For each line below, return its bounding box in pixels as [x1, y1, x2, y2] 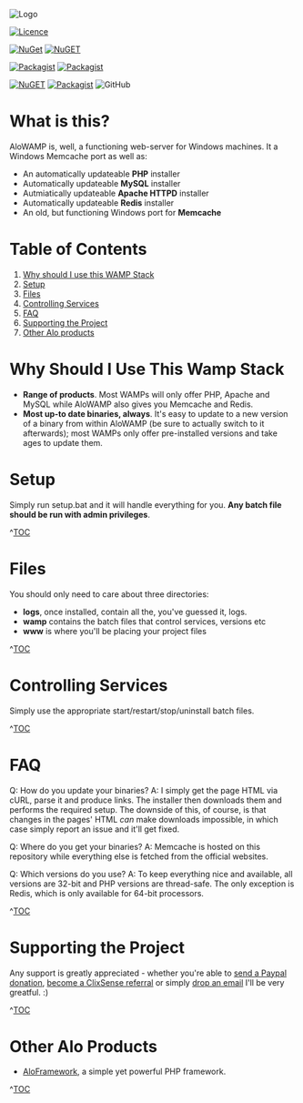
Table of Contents [9, 239, 147, 259]
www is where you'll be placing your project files [22, 625, 207, 636]
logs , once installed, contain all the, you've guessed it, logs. [22, 606, 247, 617]
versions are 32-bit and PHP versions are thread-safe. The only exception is [9, 878, 295, 889]
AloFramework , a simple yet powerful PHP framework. [22, 1066, 227, 1078]
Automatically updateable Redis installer [22, 197, 175, 208]
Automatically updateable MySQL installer [22, 177, 181, 188]
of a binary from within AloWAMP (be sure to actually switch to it [22, 418, 265, 429]
